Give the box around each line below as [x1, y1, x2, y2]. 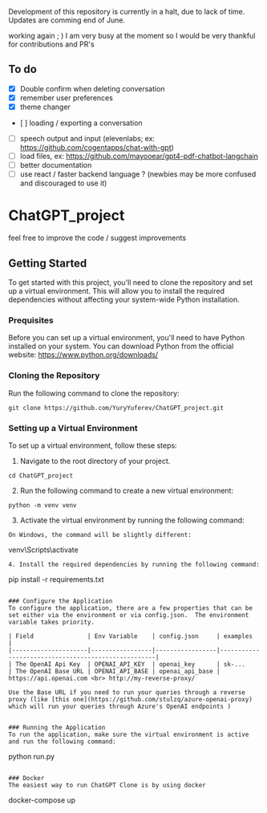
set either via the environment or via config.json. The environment [8, 611, 249, 619]
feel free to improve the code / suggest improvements [8, 233, 187, 243]
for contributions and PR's [8, 39, 95, 49]
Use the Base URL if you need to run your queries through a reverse [8, 688, 246, 697]
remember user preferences [19, 92, 114, 103]
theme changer [19, 102, 71, 112]
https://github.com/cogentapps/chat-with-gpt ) [19, 143, 175, 152]
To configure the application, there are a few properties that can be [8, 604, 253, 612]
